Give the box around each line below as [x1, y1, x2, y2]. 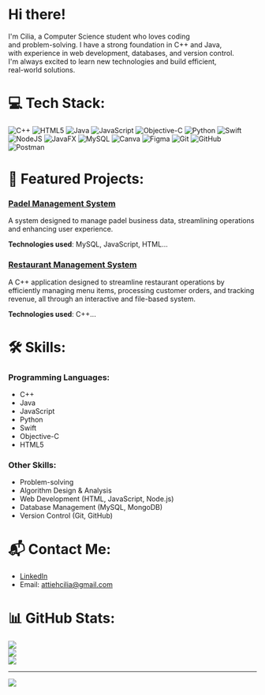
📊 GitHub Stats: [8, 609, 116, 627]
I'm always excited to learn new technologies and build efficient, [8, 57, 217, 66]
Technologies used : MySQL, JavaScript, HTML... [8, 240, 168, 249]
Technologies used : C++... [8, 309, 96, 318]
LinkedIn [19, 571, 48, 581]
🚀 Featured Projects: [8, 170, 144, 188]
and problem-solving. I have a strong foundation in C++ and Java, [8, 39, 222, 49]
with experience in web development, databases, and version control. [8, 48, 235, 58]
